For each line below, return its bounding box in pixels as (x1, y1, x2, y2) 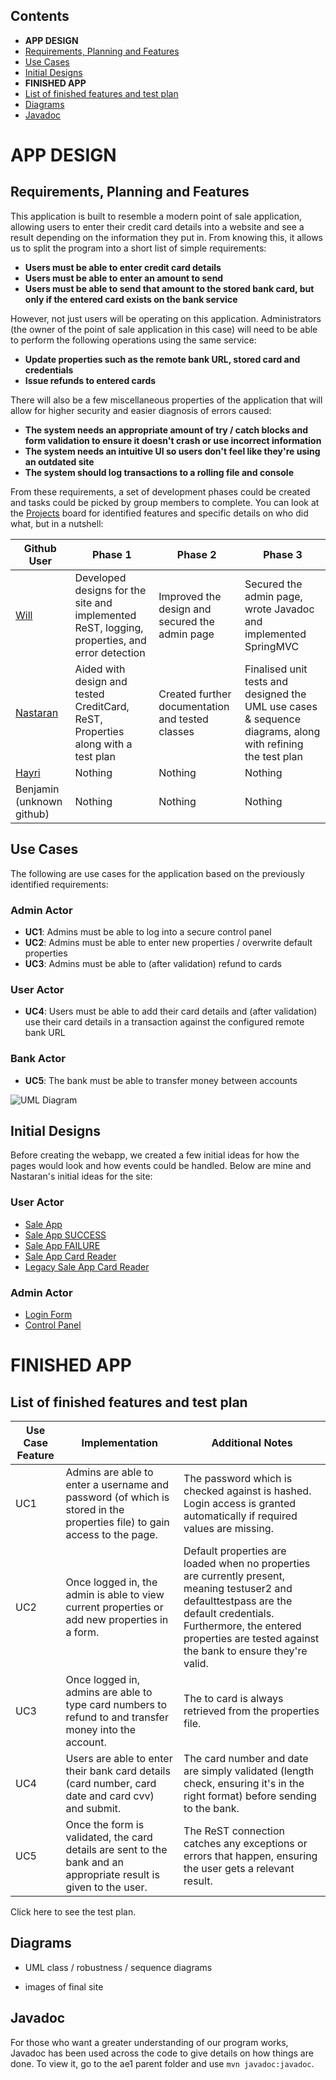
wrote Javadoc (244, 602, 315, 616)
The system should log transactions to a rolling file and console (24, 466, 294, 478)
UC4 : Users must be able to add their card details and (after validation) (24, 1005, 318, 1018)
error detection (74, 645, 146, 659)
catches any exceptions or (183, 1836, 308, 1850)
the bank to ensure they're (183, 1644, 308, 1658)
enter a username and (65, 1477, 170, 1491)
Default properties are (183, 1544, 287, 1558)
